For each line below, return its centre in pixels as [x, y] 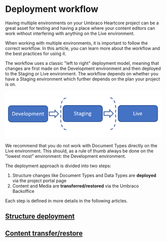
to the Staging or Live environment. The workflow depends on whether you [82, 73]
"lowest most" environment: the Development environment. [66, 156]
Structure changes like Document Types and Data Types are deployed [84, 176]
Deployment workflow [52, 9]
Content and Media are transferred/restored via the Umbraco [76, 186]
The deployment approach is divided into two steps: [58, 166]
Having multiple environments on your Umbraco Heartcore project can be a [82, 23]
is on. [11, 84]
